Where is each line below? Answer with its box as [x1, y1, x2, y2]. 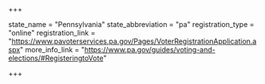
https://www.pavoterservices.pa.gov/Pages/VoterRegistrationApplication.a [11, 36, 257, 46]
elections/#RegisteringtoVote [8, 53, 104, 63]
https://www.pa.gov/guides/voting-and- [84, 45, 216, 54]
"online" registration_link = [8, 29, 96, 37]
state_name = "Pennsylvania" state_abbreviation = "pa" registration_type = [8, 20, 255, 29]
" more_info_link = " [19, 45, 85, 54]
